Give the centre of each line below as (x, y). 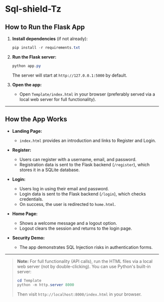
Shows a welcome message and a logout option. (68, 223)
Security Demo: (28, 238)
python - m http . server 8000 (45, 285)
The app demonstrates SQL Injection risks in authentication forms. (86, 247)
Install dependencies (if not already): (50, 39)
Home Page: (25, 214)
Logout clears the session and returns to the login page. (76, 228)
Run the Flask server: (34, 57)
